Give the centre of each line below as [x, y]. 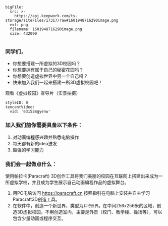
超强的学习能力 [28, 150]
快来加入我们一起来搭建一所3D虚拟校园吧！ [58, 82]
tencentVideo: [20, 107]
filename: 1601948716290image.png [46, 29]
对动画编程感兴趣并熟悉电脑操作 [46, 137]
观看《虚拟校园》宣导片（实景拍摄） [43, 93]
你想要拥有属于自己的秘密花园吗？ [48, 70]
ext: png [19, 25]
